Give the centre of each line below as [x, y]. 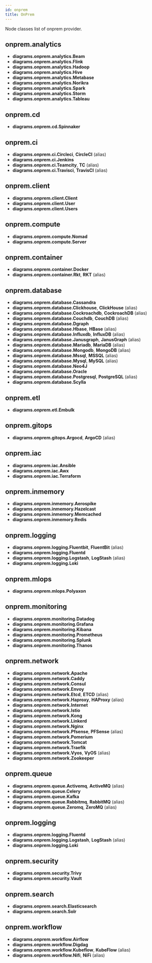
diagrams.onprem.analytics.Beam [49, 56]
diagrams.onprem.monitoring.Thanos [52, 645]
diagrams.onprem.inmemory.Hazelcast [54, 509]
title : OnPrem [20, 14]
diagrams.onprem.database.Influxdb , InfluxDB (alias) [69, 334]
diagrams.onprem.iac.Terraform [47, 476]
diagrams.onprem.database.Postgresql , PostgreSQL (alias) [75, 377]
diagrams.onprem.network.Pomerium [53, 737]
